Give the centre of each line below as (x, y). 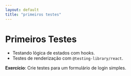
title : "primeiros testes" (33, 14)
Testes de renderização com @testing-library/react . (68, 58)
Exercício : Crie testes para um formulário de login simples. (66, 68)
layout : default (22, 10)
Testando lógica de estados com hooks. (53, 53)
